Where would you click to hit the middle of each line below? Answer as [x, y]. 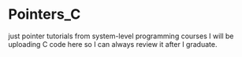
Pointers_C [45, 14]
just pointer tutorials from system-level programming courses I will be [121, 36]
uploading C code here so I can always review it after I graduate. [113, 44]
